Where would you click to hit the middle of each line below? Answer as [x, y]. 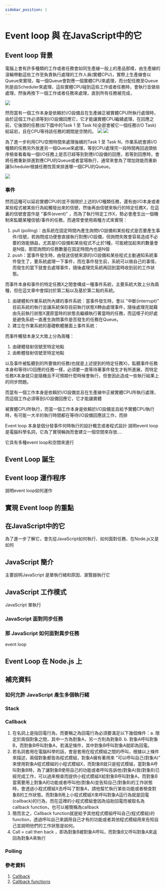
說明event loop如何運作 [29, 491]
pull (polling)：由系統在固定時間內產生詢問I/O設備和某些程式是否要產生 [84, 230]
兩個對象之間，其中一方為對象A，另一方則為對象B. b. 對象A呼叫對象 [90, 739]
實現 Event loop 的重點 [39, 508]
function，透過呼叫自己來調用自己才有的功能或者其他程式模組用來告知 [83, 820]
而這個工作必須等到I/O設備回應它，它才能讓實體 [53, 398]
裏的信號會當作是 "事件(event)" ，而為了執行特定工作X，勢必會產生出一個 [80, 213]
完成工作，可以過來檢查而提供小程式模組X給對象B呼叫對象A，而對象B [87, 776]
